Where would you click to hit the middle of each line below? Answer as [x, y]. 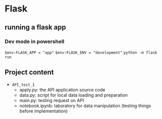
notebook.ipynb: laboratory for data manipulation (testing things [85, 105]
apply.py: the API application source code [62, 89]
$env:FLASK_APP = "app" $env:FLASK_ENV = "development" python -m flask [81, 52]
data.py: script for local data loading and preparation [73, 95]
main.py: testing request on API [52, 100]
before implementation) [43, 111]
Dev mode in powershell [34, 41]
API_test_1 [23, 85]
